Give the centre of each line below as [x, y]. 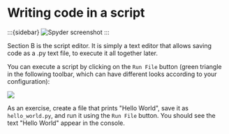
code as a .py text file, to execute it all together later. [83, 53]
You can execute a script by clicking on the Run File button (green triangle [114, 66]
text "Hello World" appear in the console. [66, 123]
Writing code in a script [76, 13]
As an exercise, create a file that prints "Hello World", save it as [98, 108]
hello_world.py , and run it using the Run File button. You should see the [112, 115]
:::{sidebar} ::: [58, 32]
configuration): [29, 81]
